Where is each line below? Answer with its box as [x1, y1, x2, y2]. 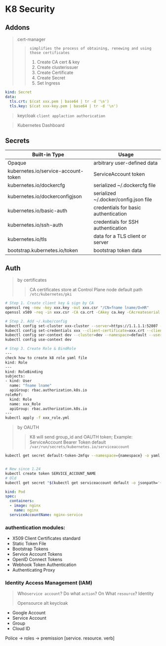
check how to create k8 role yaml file [5, 355, 87, 360]
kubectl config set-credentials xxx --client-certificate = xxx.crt [5, 328, 145, 333]
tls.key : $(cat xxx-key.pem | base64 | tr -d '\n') [9, 103, 119, 109]
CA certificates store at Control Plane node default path [29, 287, 143, 293]
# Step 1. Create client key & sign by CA [5, 301, 94, 306]
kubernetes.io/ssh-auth [7, 222, 63, 229]
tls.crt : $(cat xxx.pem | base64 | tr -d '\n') [9, 99, 110, 104]
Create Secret [37, 75, 66, 80]
